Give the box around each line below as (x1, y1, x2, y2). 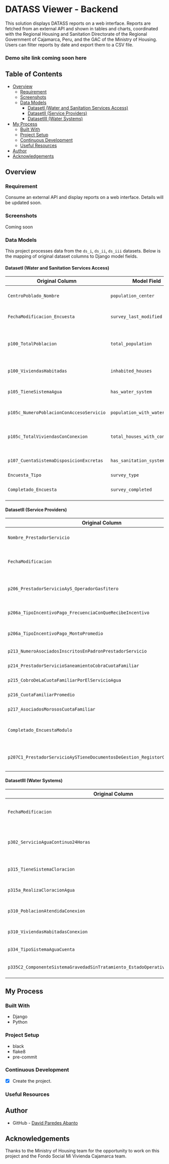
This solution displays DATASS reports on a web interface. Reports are (5, 20, 151, 26)
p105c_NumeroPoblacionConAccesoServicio (8, 410, 106, 416)
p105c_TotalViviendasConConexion (8, 434, 88, 440)
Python (12, 1019, 28, 1025)
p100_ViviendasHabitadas (8, 368, 67, 374)
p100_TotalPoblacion (8, 341, 57, 347)
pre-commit (12, 1054, 37, 1060)
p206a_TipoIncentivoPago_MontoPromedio (8, 631, 103, 637)
